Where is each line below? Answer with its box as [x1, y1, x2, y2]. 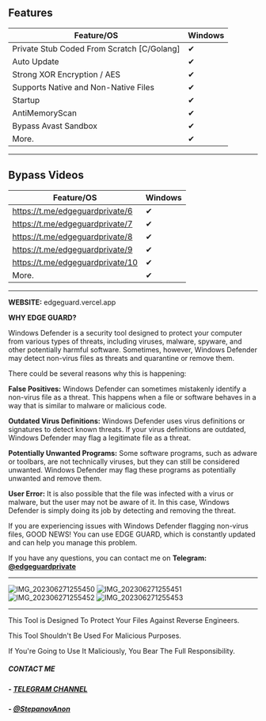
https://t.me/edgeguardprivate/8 [12, 231, 133, 242]
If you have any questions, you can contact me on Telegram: [8, 553, 207, 563]
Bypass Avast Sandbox [12, 120, 97, 131]
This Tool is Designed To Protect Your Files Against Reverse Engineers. [8, 615, 240, 624]
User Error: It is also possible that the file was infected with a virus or [8, 488, 234, 498]
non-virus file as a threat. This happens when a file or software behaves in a [8, 392, 256, 402]
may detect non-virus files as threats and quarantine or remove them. [8, 353, 235, 362]
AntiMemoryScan [12, 107, 78, 118]
